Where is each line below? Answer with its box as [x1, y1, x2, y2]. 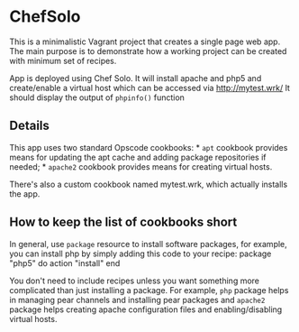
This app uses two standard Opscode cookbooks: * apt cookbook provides [9, 142, 288, 152]
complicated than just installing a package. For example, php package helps [9, 284, 289, 295]
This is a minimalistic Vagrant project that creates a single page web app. [9, 36, 281, 47]
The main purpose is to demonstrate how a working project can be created [9, 45, 287, 56]
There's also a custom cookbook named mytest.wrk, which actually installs [9, 179, 288, 189]
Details [9, 118, 50, 134]
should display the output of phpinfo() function [9, 92, 185, 103]
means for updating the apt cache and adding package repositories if [9, 152, 267, 162]
